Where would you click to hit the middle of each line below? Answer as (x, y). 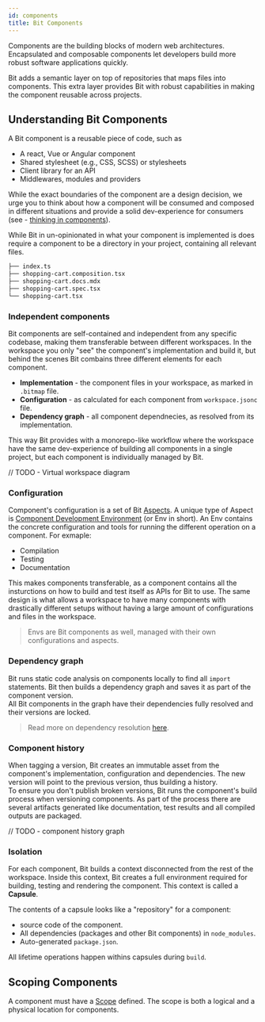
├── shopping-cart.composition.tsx (67, 274)
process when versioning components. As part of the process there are (125, 798)
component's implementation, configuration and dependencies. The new (127, 773)
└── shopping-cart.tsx (45, 296)
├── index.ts (30, 266)
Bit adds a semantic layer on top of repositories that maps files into (117, 78)
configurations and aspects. (73, 641)
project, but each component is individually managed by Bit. (106, 457)
